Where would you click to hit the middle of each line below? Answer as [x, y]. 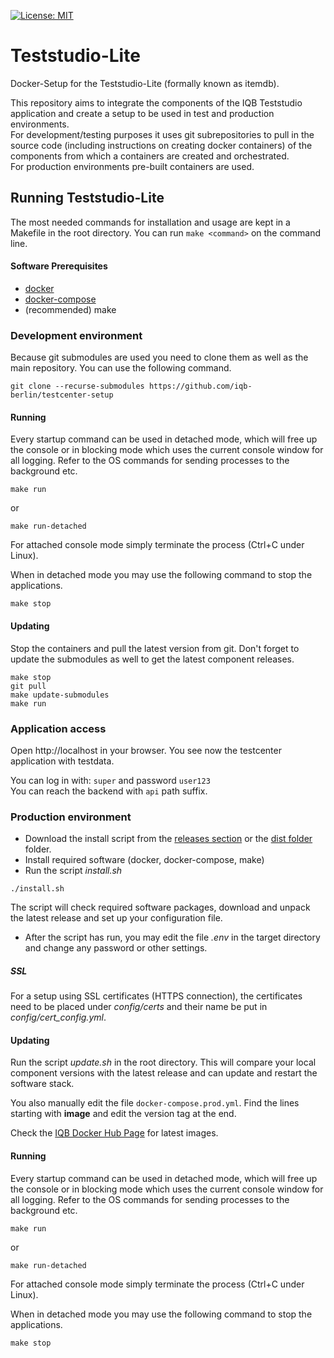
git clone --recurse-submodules [77, 386]
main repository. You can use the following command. [121, 368]
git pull [28, 686]
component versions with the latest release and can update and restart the [164, 1073]
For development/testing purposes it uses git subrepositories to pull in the [162, 134]
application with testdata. [62, 761]
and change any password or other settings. [116, 948]
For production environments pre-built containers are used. [132, 166]
